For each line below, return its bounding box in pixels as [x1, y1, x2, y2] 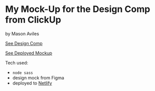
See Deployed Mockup [5, 50, 53, 56]
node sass [12, 70, 34, 75]
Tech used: [5, 59, 29, 65]
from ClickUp [5, 14, 61, 25]
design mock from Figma [12, 74, 64, 80]
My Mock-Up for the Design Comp [5, 3, 150, 15]
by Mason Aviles [5, 30, 39, 36]
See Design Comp [5, 40, 43, 46]
